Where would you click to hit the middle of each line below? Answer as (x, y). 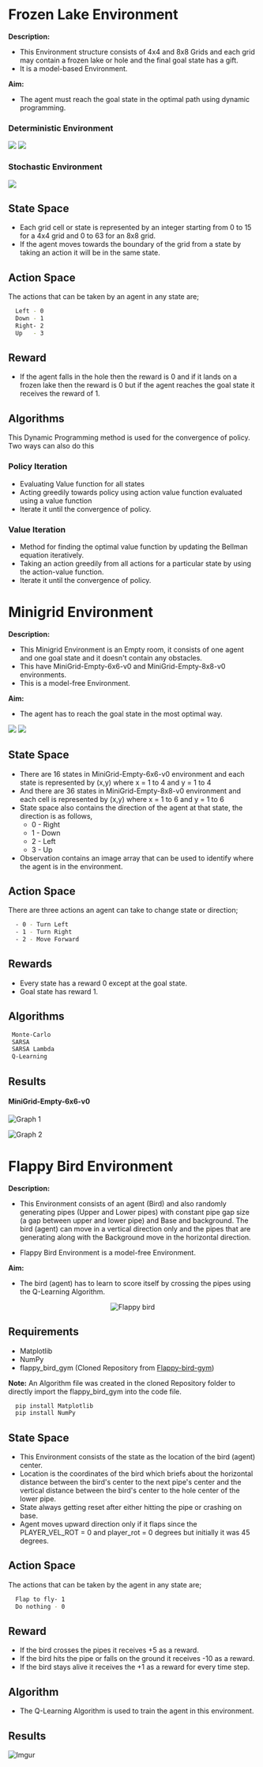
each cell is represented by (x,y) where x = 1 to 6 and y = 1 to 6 (122, 799)
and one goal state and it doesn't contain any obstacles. (111, 657)
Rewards (30, 964)
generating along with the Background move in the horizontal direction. (135, 1237)
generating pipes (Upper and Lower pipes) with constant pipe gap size (135, 1212)
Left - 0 (30, 311)
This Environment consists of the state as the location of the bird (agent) (137, 1457)
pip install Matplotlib (54, 1406)
